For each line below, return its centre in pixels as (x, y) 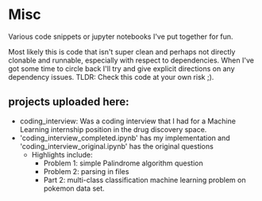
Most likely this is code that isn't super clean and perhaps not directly (122, 51)
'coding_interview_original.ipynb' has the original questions (117, 146)
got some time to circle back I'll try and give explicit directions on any (121, 68)
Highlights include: (62, 154)
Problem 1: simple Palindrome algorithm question (123, 163)
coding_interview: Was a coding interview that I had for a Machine (128, 121)
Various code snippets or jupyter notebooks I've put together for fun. (121, 36)
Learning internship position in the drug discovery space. (113, 129)
